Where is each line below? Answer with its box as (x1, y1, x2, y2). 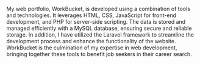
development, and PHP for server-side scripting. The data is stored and (6, 18, 186, 25)
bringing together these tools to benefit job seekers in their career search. (6, 51, 192, 57)
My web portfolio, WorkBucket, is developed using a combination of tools (6, 5, 191, 12)
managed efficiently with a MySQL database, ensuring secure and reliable (6, 24, 192, 32)
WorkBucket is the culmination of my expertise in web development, (6, 44, 177, 51)
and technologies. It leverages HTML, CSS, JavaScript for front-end (6, 12, 177, 19)
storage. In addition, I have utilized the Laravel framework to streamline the (6, 31, 194, 38)
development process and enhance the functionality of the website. (6, 38, 176, 44)
